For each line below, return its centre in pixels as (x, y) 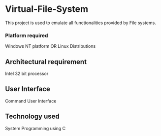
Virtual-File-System (47, 9)
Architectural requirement (46, 62)
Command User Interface (31, 101)
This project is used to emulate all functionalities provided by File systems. (80, 23)
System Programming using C (35, 128)
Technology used (32, 117)
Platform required (27, 35)
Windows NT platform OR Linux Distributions (50, 46)
